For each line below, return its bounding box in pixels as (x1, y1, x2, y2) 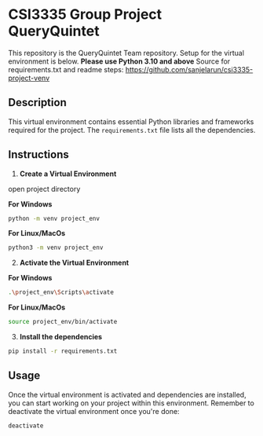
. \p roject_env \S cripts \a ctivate (8, 288, 114, 296)
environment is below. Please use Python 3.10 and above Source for (8, 57, 231, 66)
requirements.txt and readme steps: (8, 64, 124, 74)
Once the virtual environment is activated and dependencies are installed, (8, 390, 247, 399)
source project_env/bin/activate (8, 318, 118, 326)
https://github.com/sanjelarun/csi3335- (125, 64, 254, 74)
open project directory (8, 184, 81, 193)
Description (8, 96, 67, 109)
